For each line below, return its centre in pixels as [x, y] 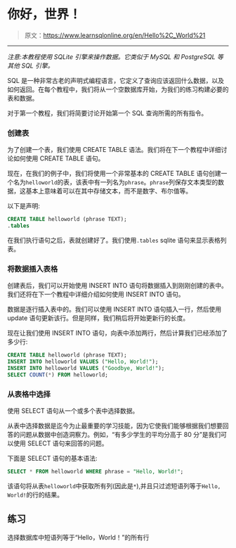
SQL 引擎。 [37, 65]
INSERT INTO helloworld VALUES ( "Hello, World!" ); [83, 362]
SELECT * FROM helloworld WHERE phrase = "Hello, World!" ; [96, 472]
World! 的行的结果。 [35, 495]
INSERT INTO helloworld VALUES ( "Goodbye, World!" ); [86, 369]
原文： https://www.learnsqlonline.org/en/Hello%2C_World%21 [115, 35]
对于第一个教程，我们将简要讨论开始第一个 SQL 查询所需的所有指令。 [107, 113]
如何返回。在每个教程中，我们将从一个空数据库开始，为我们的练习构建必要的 [118, 89]
